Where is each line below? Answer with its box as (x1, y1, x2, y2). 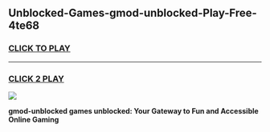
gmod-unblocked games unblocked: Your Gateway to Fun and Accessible (8, 106, 259, 115)
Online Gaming (8, 114, 59, 124)
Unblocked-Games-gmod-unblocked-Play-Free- (8, 6, 257, 20)
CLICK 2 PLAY (8, 73, 64, 84)
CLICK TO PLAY (8, 43, 71, 54)
